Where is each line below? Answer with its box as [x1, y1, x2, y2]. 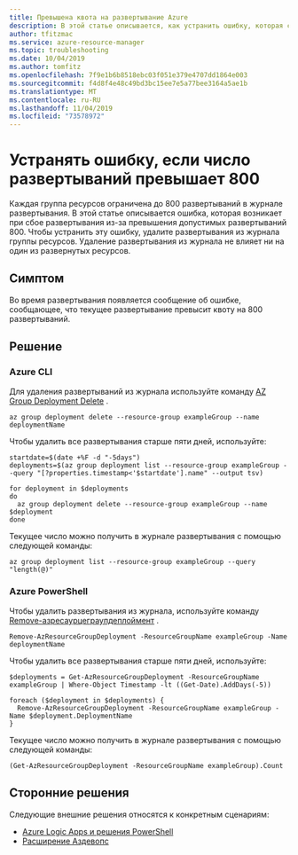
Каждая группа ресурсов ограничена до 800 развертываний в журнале [9, 199, 284, 209]
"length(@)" [9, 565, 53, 574]
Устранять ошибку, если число [9, 150, 251, 170]
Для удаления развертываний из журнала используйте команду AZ [9, 386, 266, 396]
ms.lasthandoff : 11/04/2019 [9, 104, 114, 113]
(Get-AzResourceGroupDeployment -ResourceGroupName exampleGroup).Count [9, 761, 284, 770]
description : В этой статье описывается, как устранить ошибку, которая [9, 21, 284, 30]
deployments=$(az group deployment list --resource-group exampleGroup [9, 460, 279, 470]
